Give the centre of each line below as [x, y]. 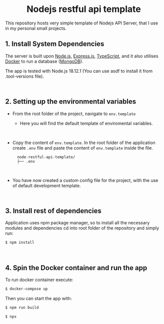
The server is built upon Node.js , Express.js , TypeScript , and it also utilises [82, 56]
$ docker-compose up [27, 289]
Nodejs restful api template [84, 9]
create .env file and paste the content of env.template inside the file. [82, 148]
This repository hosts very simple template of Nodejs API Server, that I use [82, 23]
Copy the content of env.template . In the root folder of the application [84, 143]
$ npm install [20, 243]
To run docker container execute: [39, 280]
